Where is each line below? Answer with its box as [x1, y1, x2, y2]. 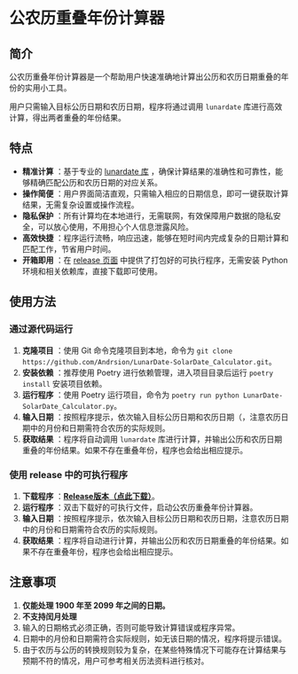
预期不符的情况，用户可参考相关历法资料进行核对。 [21, 655, 209, 666]
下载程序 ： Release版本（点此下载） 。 [21, 490, 160, 501]
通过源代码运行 [9, 323, 74, 335]
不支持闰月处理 [21, 611, 77, 622]
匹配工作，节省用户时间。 [21, 243, 116, 254]
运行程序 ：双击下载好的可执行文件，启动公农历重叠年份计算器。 [21, 502, 258, 513]
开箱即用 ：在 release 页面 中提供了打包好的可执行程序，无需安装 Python [21, 255, 288, 265]
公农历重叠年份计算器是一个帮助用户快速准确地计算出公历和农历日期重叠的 [9, 72, 281, 82]
